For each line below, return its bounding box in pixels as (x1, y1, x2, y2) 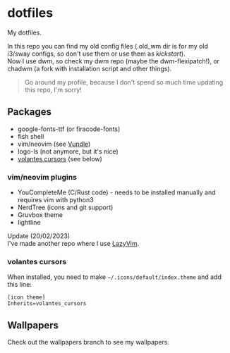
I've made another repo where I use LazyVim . (7, 240, 140, 248)
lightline (17, 218, 41, 227)
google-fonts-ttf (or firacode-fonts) (17, 125, 121, 133)
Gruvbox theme (17, 211, 63, 219)
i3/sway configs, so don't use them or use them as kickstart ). (7, 49, 186, 58)
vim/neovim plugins (7, 172, 78, 182)
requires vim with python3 (17, 196, 94, 204)
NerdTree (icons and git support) (17, 203, 114, 212)
